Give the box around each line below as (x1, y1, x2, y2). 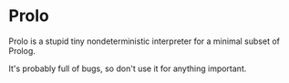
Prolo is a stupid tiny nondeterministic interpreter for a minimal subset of (8, 36, 280, 47)
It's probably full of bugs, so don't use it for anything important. (8, 63, 247, 74)
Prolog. (8, 45, 36, 56)
